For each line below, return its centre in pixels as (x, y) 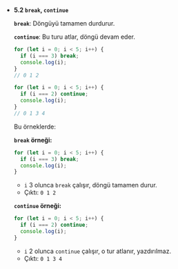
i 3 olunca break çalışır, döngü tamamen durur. (90, 185)
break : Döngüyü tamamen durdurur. (64, 23)
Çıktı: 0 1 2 (40, 192)
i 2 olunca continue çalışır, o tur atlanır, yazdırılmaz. (97, 251)
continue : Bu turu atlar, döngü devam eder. (75, 37)
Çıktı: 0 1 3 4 (43, 258)
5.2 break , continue (41, 10)
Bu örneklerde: (35, 127)
